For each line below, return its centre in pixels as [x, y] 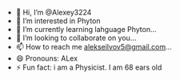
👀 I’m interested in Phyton [58, 21]
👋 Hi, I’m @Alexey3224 [54, 12]
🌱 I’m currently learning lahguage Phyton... [86, 29]
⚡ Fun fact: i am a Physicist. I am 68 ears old [89, 67]
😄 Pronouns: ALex [47, 58]
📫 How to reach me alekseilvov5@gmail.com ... [94, 47]
